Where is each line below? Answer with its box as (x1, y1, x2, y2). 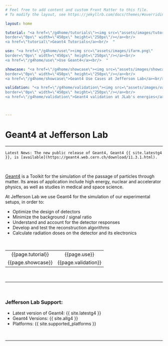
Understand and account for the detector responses (12, 219, 120, 225)
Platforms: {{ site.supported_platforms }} (12, 321, 96, 327)
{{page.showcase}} (7, 259, 53, 266)
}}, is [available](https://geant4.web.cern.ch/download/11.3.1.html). (5, 155, 157, 160)
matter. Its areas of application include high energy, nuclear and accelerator (5, 178, 161, 184)
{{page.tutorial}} (11, 251, 49, 258)
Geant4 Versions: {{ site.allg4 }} (12, 315, 78, 321)
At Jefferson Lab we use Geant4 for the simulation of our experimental (5, 193, 150, 199)
